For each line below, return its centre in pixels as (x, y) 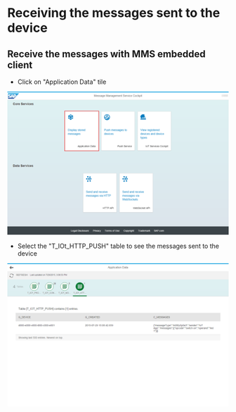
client (20, 65)
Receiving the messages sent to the (114, 13)
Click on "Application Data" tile (62, 82)
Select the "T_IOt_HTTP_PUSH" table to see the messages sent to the (118, 246)
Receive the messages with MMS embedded (106, 54)
